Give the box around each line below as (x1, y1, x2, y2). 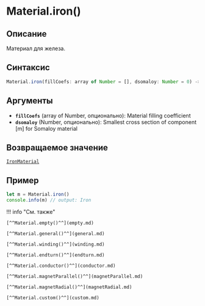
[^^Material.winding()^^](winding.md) (6, 241, 105, 247)
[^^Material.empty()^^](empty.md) (6, 220, 95, 226)
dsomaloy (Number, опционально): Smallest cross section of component (15, 118, 197, 126)
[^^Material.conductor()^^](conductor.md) (6, 263, 116, 269)
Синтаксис (6, 62, 50, 73)
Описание (6, 29, 47, 39)
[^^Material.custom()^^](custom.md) (6, 294, 99, 301)
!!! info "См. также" (6, 208, 56, 215)
